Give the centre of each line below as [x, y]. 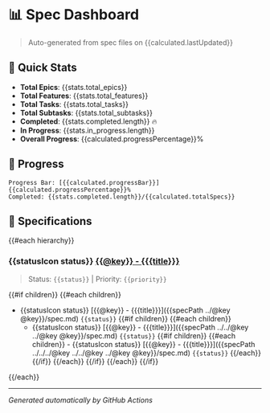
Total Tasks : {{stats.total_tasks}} [74, 104]
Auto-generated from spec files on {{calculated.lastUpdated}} [131, 42]
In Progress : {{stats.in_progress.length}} [87, 130]
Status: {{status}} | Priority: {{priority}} [97, 279]
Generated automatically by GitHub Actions [80, 400]
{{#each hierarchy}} [41, 240]
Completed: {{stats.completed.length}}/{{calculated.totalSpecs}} [122, 197]
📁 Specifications [50, 221]
